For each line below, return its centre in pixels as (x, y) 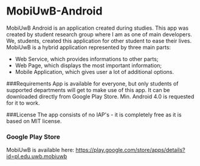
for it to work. (23, 103)
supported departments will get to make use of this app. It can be (88, 90)
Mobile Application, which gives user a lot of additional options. (95, 71)
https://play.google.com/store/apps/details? (130, 150)
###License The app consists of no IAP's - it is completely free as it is (94, 115)
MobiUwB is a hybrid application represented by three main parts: (89, 47)
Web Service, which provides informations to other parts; (87, 59)
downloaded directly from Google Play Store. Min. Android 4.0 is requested (100, 96)
